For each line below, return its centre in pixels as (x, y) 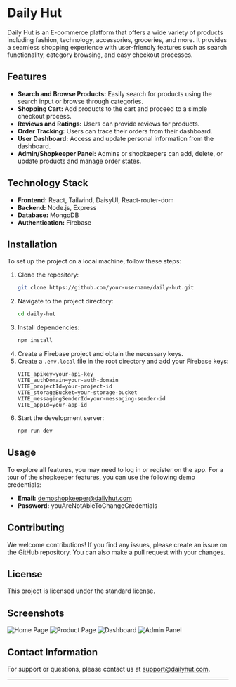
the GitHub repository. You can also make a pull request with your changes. (117, 552)
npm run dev (35, 431)
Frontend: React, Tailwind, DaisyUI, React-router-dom (96, 200)
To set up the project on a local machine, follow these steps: (94, 261)
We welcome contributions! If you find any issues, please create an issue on (117, 544)
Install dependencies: (48, 327)
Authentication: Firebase (54, 222)
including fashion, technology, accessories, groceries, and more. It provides (117, 39)
